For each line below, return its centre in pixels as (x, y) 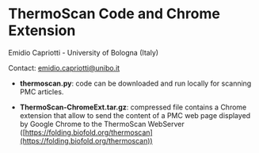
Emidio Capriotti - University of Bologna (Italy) (84, 52)
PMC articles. (42, 91)
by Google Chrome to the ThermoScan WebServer (102, 124)
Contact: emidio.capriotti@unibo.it (64, 67)
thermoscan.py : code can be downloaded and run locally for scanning (135, 83)
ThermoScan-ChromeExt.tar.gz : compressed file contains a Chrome (133, 107)
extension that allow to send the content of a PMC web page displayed (135, 115)
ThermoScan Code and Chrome (114, 14)
